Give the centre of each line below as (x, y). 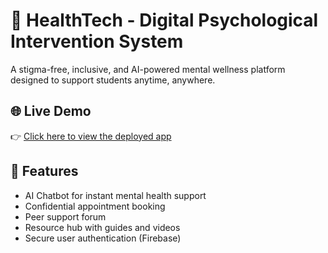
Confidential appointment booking (95, 206)
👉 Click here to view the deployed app (91, 136)
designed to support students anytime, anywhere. (113, 80)
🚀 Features (44, 171)
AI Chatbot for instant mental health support (115, 195)
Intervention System (97, 41)
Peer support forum (65, 216)
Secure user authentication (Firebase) (103, 238)
